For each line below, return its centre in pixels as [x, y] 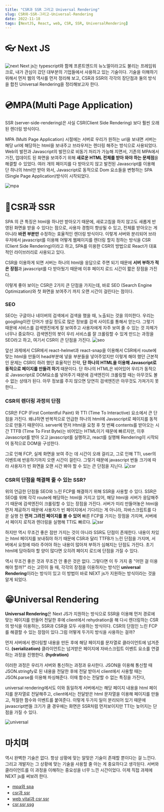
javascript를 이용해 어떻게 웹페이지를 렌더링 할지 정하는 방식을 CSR [86, 240]
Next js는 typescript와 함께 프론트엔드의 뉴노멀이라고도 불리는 [80, 66]
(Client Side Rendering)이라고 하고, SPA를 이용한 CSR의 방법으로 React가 [77, 246]
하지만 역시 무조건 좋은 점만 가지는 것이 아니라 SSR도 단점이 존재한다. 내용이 [78, 532]
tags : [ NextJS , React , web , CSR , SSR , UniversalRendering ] [67, 23]
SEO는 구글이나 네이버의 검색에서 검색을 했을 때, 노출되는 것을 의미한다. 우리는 [80, 316]
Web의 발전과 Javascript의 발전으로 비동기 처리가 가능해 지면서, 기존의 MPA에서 [82, 152]
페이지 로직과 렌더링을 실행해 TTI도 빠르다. [51, 522]
